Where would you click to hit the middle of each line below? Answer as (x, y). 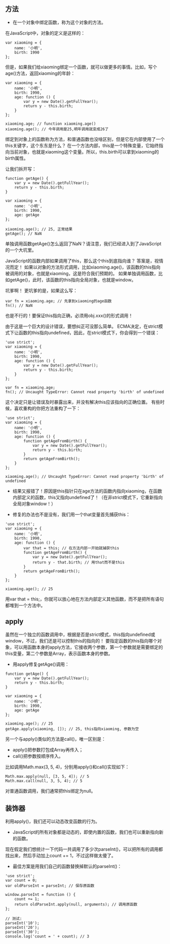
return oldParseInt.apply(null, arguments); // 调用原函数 (76, 904)
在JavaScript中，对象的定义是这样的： (45, 33)
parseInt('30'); (22, 932)
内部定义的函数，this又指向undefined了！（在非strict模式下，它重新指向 (88, 497)
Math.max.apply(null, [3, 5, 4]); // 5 (47, 776)
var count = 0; (21, 881)
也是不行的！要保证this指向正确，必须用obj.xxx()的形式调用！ (69, 315)
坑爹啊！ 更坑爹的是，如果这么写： (41, 290)
